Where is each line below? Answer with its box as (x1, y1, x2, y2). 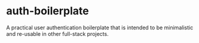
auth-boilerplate (6, 4, 89, 18)
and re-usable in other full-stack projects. (6, 30, 109, 37)
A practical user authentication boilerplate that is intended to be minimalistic (6, 24, 194, 31)
